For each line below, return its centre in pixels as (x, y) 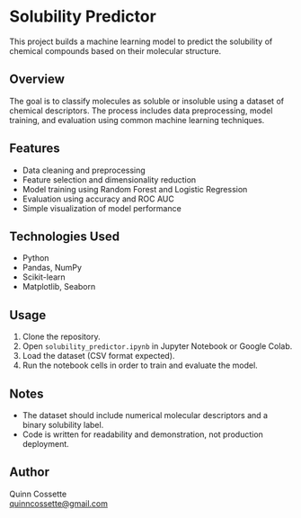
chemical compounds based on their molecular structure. (115, 50)
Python (35, 258)
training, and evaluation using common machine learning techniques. (137, 120)
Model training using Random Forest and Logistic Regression (135, 189)
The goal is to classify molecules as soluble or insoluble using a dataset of (147, 101)
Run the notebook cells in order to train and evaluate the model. (140, 365)
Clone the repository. (61, 337)
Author (29, 473)
